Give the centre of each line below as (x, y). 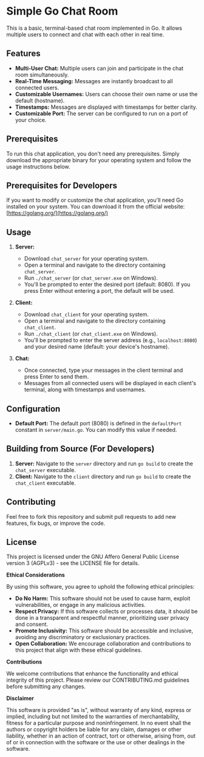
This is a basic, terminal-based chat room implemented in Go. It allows (94, 28)
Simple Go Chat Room (62, 11)
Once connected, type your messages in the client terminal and (104, 370)
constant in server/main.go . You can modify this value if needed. (96, 430)
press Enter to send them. (56, 377)
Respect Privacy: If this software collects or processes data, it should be (107, 611)
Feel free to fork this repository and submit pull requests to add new (91, 516)
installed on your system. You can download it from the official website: (96, 207)
